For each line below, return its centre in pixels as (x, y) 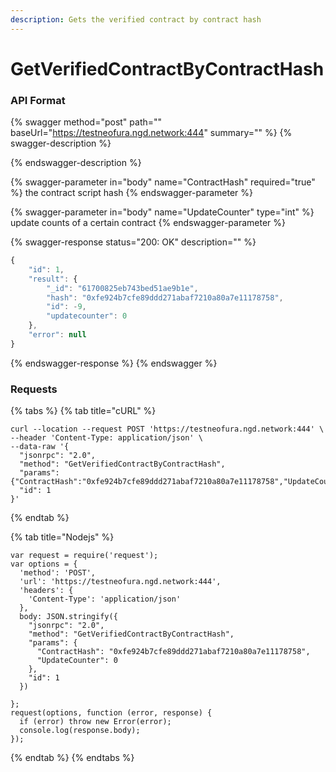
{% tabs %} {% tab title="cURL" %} (83, 411)
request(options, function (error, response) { (111, 713)
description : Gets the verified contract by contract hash (136, 19)
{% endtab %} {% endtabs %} (72, 758)
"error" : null (57, 335)
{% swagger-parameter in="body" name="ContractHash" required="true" (163, 182)
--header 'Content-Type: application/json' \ (106, 438)
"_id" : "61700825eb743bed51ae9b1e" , (122, 288)
